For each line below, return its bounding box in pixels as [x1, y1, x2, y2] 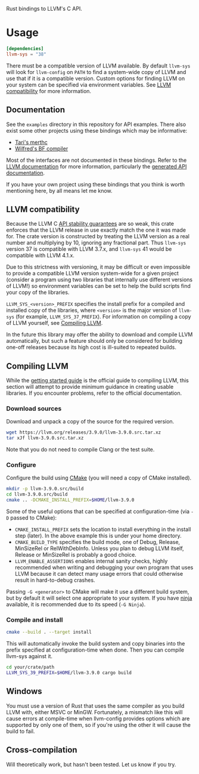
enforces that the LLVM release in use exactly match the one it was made [6, 226, 186, 234]
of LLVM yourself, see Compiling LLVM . [6, 320, 103, 327]
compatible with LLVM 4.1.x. [6, 252, 74, 259]
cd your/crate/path [6, 664, 55, 671]
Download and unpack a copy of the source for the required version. [6, 418, 175, 425]
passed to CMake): [10, 514, 57, 521]
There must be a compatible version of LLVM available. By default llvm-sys [6, 62, 191, 69]
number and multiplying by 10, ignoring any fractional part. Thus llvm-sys [6, 239, 186, 247]
